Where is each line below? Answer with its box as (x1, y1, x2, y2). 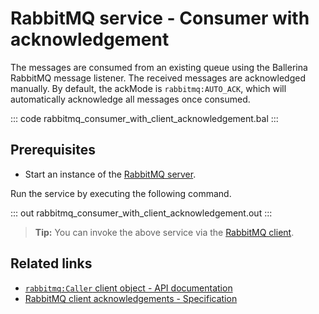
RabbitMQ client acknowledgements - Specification (24, 292, 238, 304)
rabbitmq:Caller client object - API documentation (24, 282, 233, 294)
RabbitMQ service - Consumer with (10, 7, 310, 30)
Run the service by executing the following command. (10, 187, 232, 199)
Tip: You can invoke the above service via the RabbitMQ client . (34, 226, 295, 238)
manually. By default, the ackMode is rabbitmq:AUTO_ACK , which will (10, 82, 287, 94)
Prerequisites (10, 142, 96, 159)
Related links (10, 255, 93, 272)
